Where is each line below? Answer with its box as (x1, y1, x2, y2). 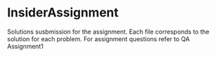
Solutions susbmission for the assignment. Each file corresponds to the (7, 27, 210, 36)
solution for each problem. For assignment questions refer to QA (7, 34, 190, 43)
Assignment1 (7, 42, 43, 50)
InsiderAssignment (7, 5, 119, 21)
